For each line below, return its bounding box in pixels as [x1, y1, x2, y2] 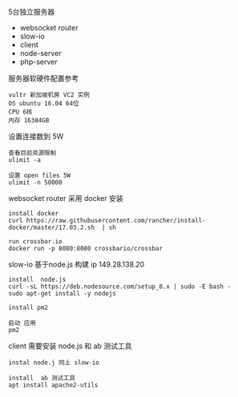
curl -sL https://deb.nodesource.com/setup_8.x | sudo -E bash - [8, 283, 231, 291]
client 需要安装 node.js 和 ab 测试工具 [8, 341, 132, 351]
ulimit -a [8, 156, 42, 164]
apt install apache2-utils [8, 381, 99, 389]
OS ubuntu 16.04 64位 [8, 99, 79, 107]
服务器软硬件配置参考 [8, 74, 79, 82]
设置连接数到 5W [8, 131, 64, 141]
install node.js [8, 275, 67, 283]
